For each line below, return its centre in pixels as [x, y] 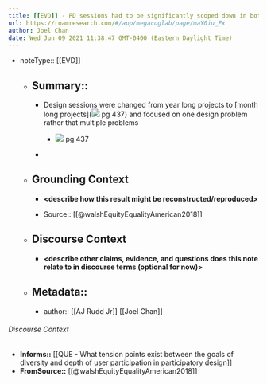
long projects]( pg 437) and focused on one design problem [145, 114]
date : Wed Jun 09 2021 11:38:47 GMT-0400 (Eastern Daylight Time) [120, 38]
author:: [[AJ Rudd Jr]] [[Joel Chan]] [103, 311]
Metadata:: [60, 292]
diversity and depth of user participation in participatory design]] [126, 362]
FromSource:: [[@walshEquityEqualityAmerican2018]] [108, 370]
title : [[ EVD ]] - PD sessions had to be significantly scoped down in [128, 16]
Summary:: [60, 86]
